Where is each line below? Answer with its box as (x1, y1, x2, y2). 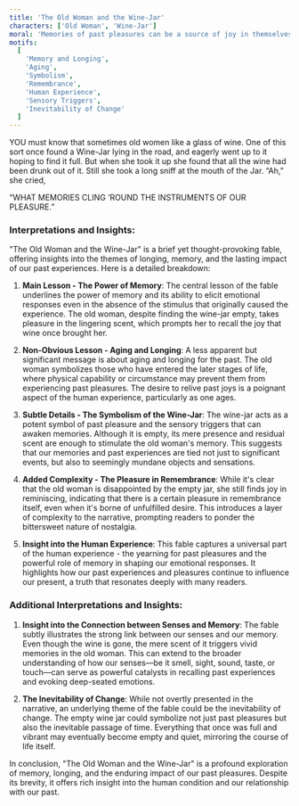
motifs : (9, 37, 38, 47)
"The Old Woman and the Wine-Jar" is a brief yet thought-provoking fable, (9, 244, 283, 255)
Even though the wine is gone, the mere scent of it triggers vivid (21, 638, 258, 649)
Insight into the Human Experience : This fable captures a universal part (21, 539, 287, 549)
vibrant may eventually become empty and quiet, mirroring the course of (21, 731, 289, 742)
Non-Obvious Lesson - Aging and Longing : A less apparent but (21, 345, 258, 356)
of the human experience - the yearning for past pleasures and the (21, 548, 267, 559)
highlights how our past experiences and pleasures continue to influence (21, 567, 289, 578)
